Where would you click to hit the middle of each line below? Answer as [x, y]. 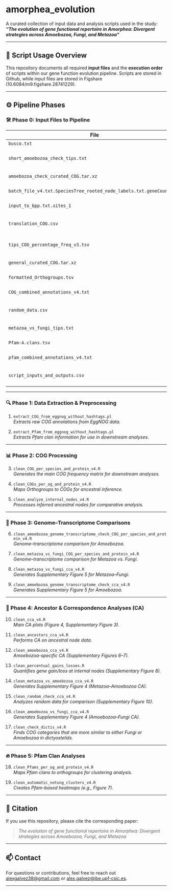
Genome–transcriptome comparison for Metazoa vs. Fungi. [76, 559]
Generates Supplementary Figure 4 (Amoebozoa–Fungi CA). [77, 717]
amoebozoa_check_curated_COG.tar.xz [53, 176]
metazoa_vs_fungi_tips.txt [41, 328]
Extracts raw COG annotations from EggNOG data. [67, 422]
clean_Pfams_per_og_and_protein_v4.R [53, 767]
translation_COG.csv [33, 224]
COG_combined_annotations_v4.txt [49, 292]
